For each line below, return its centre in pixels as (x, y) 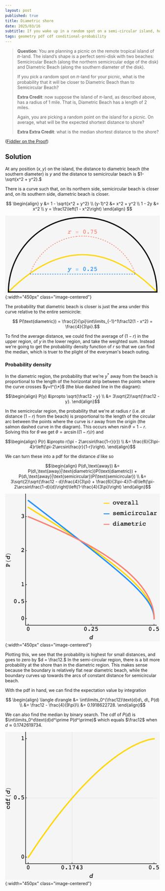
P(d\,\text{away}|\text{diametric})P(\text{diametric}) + (82, 471)
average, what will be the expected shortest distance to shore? (81, 122)
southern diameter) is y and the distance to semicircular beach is (71, 174)
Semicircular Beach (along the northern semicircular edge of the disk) (88, 62)
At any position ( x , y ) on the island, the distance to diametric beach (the (77, 169)
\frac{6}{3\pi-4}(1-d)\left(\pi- (125, 481)
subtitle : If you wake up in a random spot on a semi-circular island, (80, 31)
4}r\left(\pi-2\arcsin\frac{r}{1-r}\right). (68, 447)
